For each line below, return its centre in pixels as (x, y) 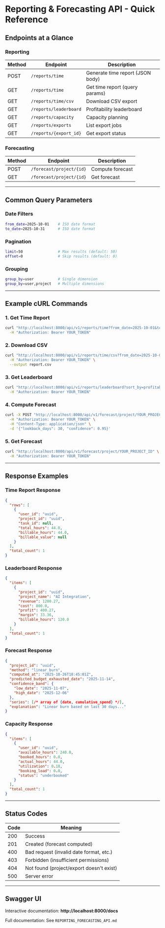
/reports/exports (51, 125)
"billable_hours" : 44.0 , (43, 532)
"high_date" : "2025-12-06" (41, 693)
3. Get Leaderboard (29, 377)
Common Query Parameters (49, 200)
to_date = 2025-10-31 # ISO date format (50, 229)
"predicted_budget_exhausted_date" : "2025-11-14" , (62, 679)
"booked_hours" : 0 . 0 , (40, 757)
